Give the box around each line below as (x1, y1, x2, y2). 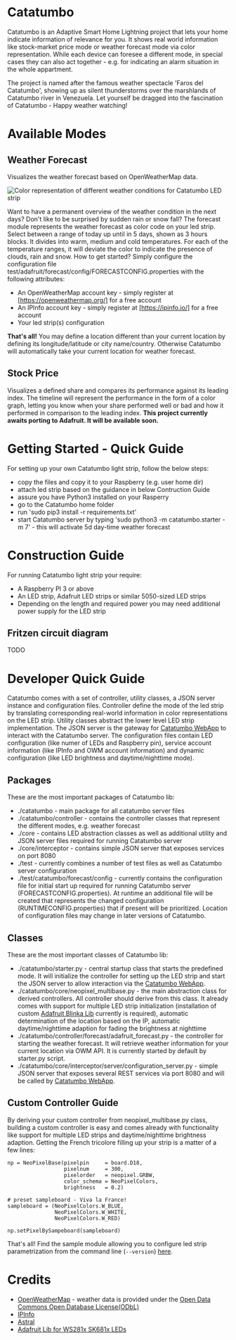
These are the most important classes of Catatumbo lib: (7, 951, 169, 959)
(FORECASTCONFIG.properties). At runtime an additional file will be (17, 889, 213, 897)
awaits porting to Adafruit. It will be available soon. (7, 416, 159, 424)
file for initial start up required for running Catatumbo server (17, 882, 191, 890)
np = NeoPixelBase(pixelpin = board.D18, (7, 1159, 143, 1167)
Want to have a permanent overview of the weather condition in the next (7, 207, 216, 216)
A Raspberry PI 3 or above (17, 584, 94, 593)
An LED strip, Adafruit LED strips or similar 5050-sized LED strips (17, 591, 206, 600)
